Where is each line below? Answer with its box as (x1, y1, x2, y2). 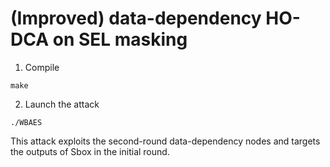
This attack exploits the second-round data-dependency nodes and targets (10, 135, 321, 147)
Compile (24, 61, 60, 73)
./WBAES (10, 117, 43, 127)
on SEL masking (52, 28, 188, 51)
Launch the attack (24, 98, 100, 110)
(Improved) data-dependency (10, 7, 262, 30)
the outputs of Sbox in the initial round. (10, 145, 170, 157)
